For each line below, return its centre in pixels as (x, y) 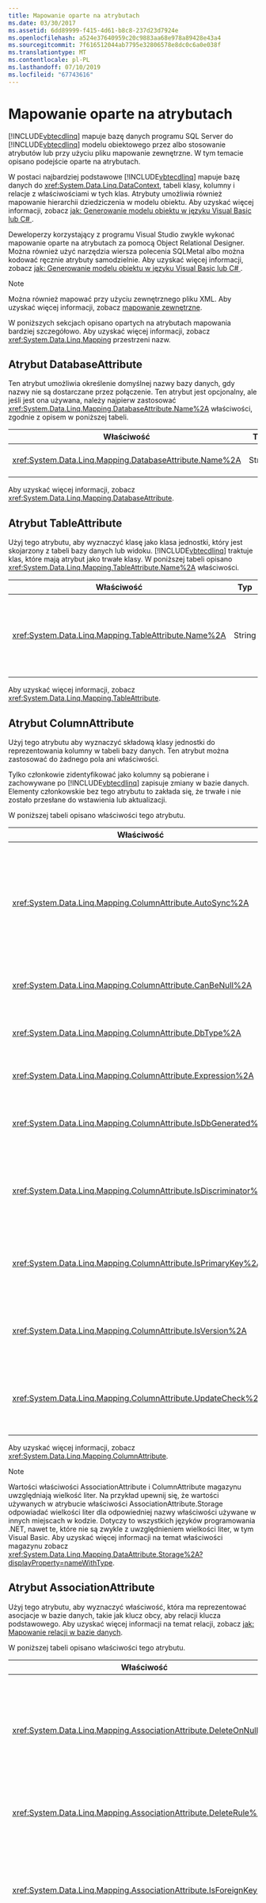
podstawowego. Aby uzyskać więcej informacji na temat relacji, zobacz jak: (131, 1623)
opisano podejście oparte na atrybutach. (74, 161)
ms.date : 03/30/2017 (42, 23)
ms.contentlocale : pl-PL (49, 60)
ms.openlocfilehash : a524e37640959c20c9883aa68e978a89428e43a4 (115, 38)
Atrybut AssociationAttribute (82, 1588)
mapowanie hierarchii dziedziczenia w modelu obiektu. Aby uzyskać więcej (131, 202)
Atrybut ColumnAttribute (71, 723)
